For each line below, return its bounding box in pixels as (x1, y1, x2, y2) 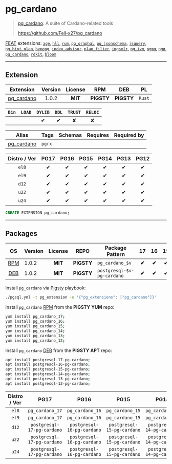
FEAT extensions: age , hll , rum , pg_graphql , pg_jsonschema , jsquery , (5, 40, 147, 46)
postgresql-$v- (97, 268, 135, 274)
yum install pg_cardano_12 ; (5, 338, 66, 343)
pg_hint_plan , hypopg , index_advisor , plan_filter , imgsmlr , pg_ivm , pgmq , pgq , (5, 45, 167, 51)
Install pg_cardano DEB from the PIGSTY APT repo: (5, 347, 112, 354)
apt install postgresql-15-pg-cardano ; (5, 367, 91, 372)
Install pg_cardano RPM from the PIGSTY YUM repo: (5, 304, 115, 310)
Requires (87, 132, 109, 139)
